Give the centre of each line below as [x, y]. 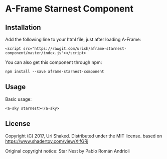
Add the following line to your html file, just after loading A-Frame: [73, 39]
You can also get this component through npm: [54, 62]
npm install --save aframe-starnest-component [55, 71]
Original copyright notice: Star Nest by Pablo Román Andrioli [67, 151]
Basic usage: [19, 99]
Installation [23, 27]
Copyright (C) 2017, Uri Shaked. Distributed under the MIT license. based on [83, 136]
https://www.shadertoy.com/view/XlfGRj [47, 141]
